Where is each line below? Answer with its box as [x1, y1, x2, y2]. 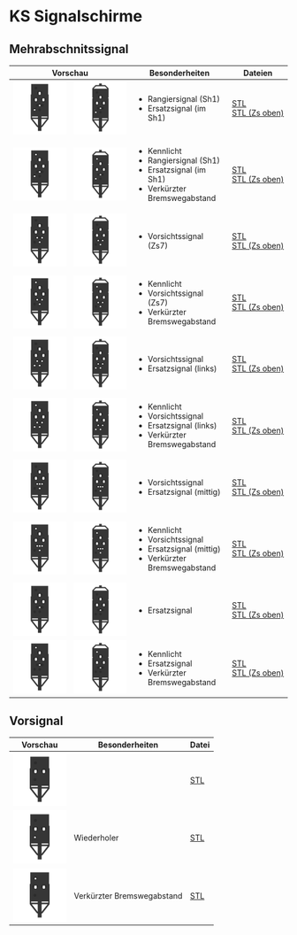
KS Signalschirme [9, 6, 143, 27]
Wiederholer [73, 832, 119, 843]
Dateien [242, 67, 273, 78]
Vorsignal [9, 713, 64, 728]
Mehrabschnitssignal [9, 42, 129, 57]
